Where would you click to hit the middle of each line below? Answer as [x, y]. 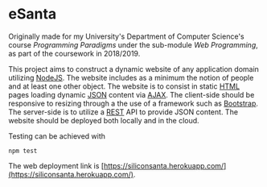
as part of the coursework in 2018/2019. [74, 53]
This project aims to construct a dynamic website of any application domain [134, 69]
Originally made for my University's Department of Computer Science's [126, 36]
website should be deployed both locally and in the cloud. [104, 120]
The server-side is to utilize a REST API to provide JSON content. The [123, 112]
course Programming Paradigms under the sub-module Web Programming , [133, 44]
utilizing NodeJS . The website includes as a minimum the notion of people [131, 77]
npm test [23, 151]
